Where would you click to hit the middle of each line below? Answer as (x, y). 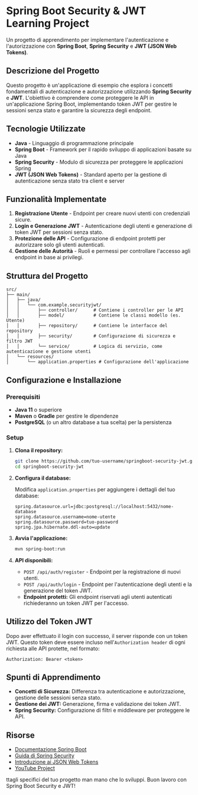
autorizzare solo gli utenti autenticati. (60, 245)
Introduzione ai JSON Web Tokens (56, 762)
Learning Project (48, 23)
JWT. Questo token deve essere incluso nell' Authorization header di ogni (96, 642)
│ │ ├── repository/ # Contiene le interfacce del (87, 326)
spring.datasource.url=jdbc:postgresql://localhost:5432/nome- (94, 506)
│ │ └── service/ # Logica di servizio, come (84, 347)
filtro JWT (20, 341)
